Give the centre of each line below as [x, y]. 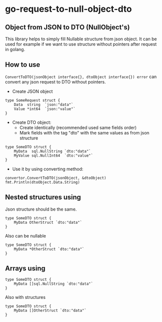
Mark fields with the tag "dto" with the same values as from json [84, 133]
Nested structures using [43, 197]
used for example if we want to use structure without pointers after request [81, 44]
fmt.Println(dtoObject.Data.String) [42, 182]
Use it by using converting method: [48, 169]
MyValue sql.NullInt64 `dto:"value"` [54, 156]
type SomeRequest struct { [33, 100]
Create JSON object [32, 91]
